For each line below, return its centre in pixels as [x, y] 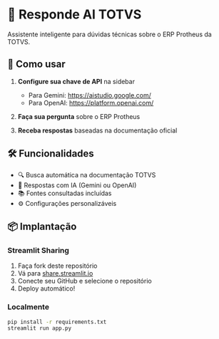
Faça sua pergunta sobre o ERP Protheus [79, 116]
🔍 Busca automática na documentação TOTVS [87, 174]
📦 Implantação [42, 226]
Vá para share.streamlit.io [55, 273]
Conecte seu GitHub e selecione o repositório [85, 281]
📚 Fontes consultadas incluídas [65, 193]
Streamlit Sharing [39, 250]
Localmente [29, 307]
